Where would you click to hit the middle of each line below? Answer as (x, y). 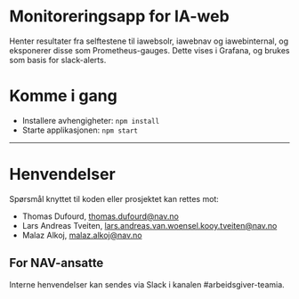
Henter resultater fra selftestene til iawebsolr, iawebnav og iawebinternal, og (149, 41)
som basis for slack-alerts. (58, 60)
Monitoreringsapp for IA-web (119, 16)
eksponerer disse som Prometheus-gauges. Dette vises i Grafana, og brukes (149, 50)
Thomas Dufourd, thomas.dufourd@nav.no (101, 216)
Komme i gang (63, 96)
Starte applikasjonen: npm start (80, 130)
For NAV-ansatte (57, 263)
